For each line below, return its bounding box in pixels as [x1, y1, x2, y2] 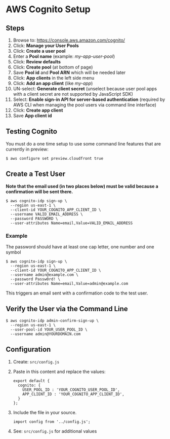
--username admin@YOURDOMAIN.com [10, 331, 81, 337]
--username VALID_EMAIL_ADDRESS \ [10, 211, 83, 216]
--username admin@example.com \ [10, 272, 79, 277]
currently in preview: [6, 146, 49, 152]
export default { [13, 378, 50, 383]
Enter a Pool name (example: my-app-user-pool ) [13, 53, 115, 59]
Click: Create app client [13, 107, 63, 113]
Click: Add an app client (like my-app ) [13, 80, 93, 86]
